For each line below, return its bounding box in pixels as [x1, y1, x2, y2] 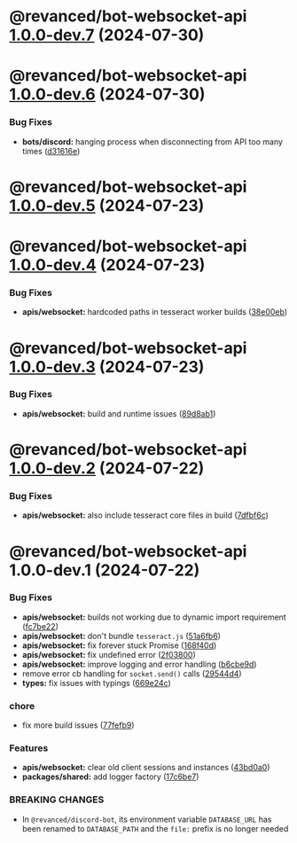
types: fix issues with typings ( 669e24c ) [21, 677, 171, 688]
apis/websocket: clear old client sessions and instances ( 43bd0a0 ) [21, 762, 270, 773]
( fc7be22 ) [21, 621, 59, 631]
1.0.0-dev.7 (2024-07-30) [9, 25, 205, 45]
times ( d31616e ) [21, 145, 81, 156]
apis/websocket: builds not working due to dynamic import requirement [21, 612, 286, 622]
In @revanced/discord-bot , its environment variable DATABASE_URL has [21, 814, 272, 824]
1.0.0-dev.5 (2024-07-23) [9, 195, 205, 215]
